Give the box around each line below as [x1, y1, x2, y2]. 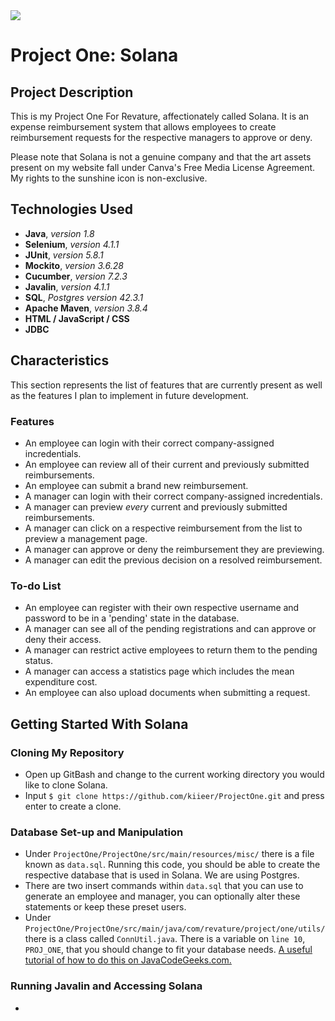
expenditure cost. [24, 676, 98, 688]
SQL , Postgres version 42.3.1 [24, 291, 144, 303]
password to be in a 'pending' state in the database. [24, 612, 240, 624]
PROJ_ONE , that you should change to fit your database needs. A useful [24, 944, 313, 956]
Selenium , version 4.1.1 [24, 238, 120, 250]
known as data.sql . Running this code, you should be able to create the [24, 859, 321, 871]
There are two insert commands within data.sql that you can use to [24, 880, 304, 892]
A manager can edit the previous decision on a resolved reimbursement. [24, 554, 323, 566]
